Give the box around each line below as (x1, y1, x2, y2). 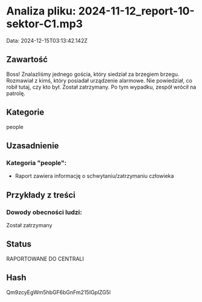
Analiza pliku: (6, 4, 77, 18)
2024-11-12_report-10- (78, 4, 195, 18)
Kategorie (6, 107, 45, 118)
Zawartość (6, 54, 48, 64)
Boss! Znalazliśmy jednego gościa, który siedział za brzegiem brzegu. (6, 71, 180, 78)
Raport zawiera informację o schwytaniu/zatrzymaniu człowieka (14, 172, 174, 180)
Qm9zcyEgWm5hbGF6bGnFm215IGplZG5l (6, 288, 111, 296)
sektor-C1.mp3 (6, 17, 83, 31)
